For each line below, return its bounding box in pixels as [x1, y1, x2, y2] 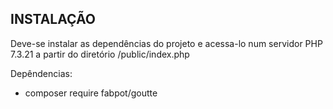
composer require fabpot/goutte [24, 87, 158, 99]
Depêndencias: [10, 67, 73, 79]
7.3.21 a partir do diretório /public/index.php [10, 48, 190, 60]
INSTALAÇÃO [10, 11, 96, 28]
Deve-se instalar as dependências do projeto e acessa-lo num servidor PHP [10, 37, 323, 49]
